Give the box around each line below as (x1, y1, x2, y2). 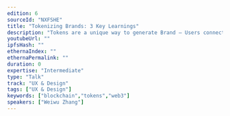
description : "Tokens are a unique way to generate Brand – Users (7, 29, 201, 36)
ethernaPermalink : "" (7, 55, 69, 61)
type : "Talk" (7, 73, 44, 81)
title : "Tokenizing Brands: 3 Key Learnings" (7, 23, 139, 29)
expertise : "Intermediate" (7, 67, 84, 74)
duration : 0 (7, 61, 41, 68)
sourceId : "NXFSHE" (7, 16, 63, 23)
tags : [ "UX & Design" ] (7, 86, 72, 93)
